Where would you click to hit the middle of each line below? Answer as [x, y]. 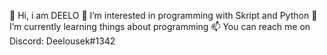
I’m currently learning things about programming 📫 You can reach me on [160, 26]
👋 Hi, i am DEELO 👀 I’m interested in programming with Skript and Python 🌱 [163, 15]
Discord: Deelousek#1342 [62, 41]
